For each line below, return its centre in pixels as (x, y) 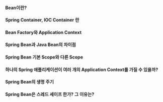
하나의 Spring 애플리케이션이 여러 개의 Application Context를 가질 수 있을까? (82, 69)
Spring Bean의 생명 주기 (30, 82)
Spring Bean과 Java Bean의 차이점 (41, 44)
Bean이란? (16, 7)
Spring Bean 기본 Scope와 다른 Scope (44, 57)
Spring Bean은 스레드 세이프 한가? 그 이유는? (50, 94)
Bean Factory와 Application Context (44, 32)
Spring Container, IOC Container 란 (42, 20)
